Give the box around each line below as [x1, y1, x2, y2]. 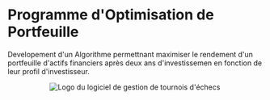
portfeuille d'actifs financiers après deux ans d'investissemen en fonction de [7, 58, 263, 68]
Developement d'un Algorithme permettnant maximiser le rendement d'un [7, 49, 254, 59]
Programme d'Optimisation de [7, 6, 215, 24]
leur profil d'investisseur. [7, 66, 90, 76]
